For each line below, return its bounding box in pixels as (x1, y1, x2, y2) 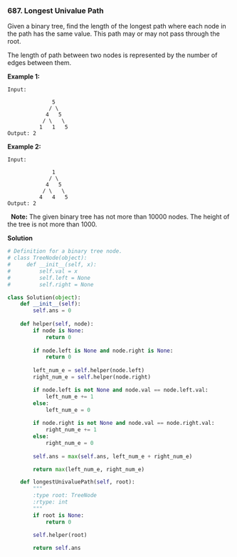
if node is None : (33, 327, 84, 334)
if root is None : (33, 511, 84, 519)
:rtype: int (33, 498, 69, 506)
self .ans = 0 (33, 307, 72, 314)
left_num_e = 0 (45, 406, 91, 413)
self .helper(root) (33, 531, 88, 539)
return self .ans (33, 545, 81, 552)
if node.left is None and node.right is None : (33, 347, 174, 354)
